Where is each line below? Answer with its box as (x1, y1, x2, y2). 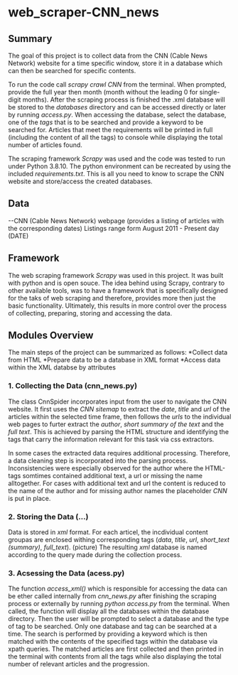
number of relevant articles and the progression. (8, 660, 150, 669)
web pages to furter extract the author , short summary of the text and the (8, 420, 225, 428)
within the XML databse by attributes (8, 363, 117, 372)
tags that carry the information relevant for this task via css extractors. (8, 435, 215, 443)
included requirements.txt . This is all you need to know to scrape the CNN (8, 170, 225, 178)
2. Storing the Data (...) (8, 512, 89, 522)
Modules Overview (8, 330, 94, 342)
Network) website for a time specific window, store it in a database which (8, 59, 223, 67)
